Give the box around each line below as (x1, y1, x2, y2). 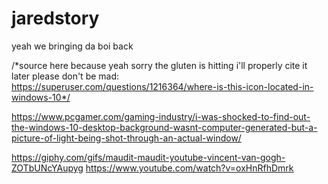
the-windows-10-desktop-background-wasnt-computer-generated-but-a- (11, 121, 318, 133)
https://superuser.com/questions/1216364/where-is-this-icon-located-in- (11, 80, 314, 92)
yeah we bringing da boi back (11, 40, 134, 52)
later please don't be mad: (11, 70, 120, 82)
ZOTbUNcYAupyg (11, 162, 84, 174)
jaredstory (11, 7, 100, 30)
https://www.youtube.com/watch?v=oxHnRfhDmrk (85, 162, 294, 174)
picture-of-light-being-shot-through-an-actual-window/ (11, 132, 242, 144)
